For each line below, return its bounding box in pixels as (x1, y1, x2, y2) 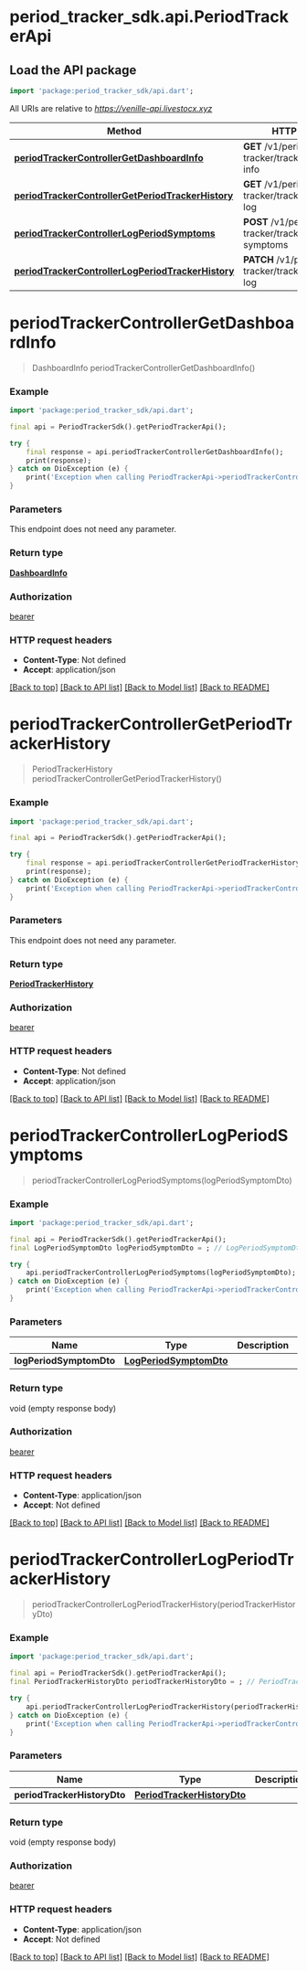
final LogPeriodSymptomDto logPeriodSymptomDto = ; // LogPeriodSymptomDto (9, 1243, 304, 1252)
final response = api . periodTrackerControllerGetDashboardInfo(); (26, 447, 284, 456)
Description (237, 1339, 290, 1352)
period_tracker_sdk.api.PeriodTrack (9, 6, 290, 27)
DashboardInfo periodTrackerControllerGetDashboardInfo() (31, 362, 256, 373)
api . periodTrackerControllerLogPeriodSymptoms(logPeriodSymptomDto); (26, 1268, 297, 1277)
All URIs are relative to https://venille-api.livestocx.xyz (9, 102, 213, 113)
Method (106, 124, 142, 137)
